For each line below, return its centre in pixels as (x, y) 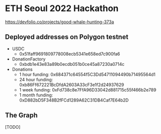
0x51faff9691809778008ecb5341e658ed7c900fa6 (70, 54)
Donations (22, 69)
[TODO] (13, 127)
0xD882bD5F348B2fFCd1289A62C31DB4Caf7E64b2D (74, 100)
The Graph (21, 115)
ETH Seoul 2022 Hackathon (62, 8)
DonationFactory (29, 59)
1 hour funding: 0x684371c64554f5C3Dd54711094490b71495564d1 (87, 74)
